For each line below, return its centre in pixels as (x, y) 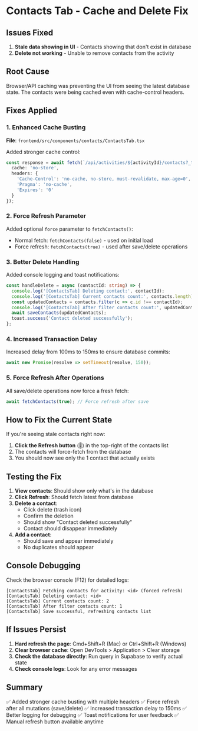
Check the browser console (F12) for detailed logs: (67, 580)
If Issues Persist (36, 630)
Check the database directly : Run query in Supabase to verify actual (98, 656)
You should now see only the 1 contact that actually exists (85, 458)
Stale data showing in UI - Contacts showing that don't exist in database (103, 47)
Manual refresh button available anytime (55, 722)
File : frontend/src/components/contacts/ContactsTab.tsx (75, 140)
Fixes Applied (32, 111)
